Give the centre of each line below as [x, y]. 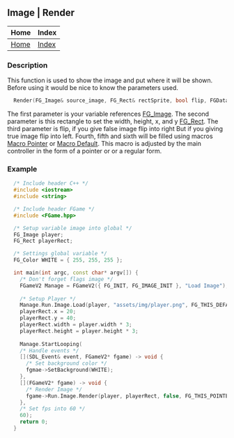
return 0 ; [34, 422]
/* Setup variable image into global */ [73, 228]
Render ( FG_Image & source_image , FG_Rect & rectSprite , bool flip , [110, 101]
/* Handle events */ [49, 350]
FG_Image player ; [39, 234]
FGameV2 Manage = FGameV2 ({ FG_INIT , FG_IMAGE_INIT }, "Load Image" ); [124, 286]
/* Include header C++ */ [51, 183]
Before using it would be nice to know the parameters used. [93, 88]
